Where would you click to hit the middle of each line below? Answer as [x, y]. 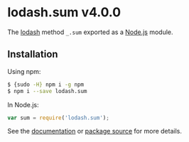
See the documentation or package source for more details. [95, 131]
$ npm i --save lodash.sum [47, 91]
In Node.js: [23, 104]
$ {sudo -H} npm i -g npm [45, 84]
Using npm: [24, 71]
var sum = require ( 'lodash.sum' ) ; [59, 118]
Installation [33, 54]
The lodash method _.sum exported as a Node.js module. [90, 32]
